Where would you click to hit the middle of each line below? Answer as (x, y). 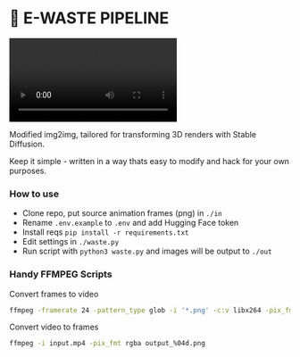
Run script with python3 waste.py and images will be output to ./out (147, 251)
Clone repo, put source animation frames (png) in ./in (122, 213)
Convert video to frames (54, 327)
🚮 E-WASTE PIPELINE (89, 18)
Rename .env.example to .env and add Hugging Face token (130, 223)
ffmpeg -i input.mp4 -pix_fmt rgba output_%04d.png (107, 344)
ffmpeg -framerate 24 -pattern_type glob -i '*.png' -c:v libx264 (135, 310)
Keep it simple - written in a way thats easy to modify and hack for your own (150, 161)
